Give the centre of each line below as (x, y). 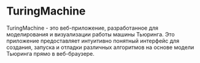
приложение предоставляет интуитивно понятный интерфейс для (93, 41)
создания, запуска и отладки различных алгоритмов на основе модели (100, 47)
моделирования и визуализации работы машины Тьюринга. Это (90, 34)
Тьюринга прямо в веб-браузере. (51, 53)
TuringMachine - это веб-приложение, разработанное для (82, 28)
